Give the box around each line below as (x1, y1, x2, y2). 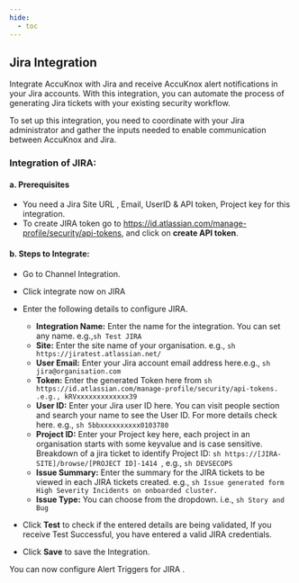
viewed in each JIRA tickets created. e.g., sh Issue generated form (35, 476, 285, 487)
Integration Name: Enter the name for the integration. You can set (35, 320, 281, 331)
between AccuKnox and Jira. (9, 134, 117, 145)
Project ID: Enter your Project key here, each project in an (35, 428, 250, 439)
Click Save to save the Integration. (22, 546, 150, 557)
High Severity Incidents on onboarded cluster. (35, 486, 218, 495)
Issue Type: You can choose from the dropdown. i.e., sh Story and (35, 494, 285, 505)
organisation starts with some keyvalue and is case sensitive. (35, 438, 263, 449)
